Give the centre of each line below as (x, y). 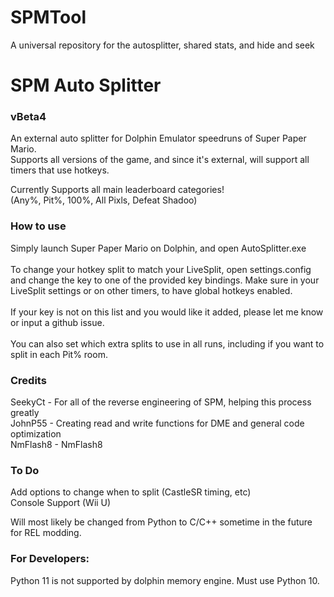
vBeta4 (28, 117)
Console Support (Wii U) (61, 503)
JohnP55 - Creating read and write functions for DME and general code (157, 423)
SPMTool (48, 17)
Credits (28, 380)
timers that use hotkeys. (60, 170)
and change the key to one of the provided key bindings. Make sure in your (165, 280)
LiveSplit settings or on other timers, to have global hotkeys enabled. (151, 290)
